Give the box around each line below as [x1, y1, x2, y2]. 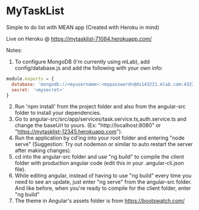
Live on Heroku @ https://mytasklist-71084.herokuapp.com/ [6, 35, 152, 42]
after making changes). [14, 147, 72, 154]
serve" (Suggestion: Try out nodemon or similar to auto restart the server [14, 141, 193, 148]
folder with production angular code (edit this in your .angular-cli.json [14, 160, 184, 167]
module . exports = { [6, 76, 54, 82]
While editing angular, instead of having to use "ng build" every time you [14, 172, 191, 179]
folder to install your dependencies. [14, 109, 102, 117]
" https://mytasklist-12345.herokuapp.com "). [14, 128, 123, 135]
